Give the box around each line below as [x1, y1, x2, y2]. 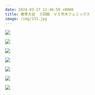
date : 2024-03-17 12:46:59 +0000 [5, 7, 74, 12]
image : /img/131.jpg [5, 16, 48, 21]
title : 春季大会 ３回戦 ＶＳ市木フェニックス [5, 12, 90, 17]
